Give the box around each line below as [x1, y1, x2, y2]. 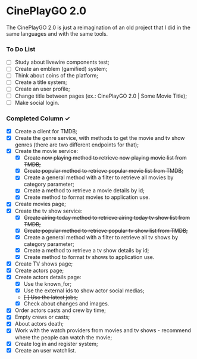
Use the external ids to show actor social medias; [23, 287, 145, 294]
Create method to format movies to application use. [23, 193, 150, 201]
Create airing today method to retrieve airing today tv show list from [23, 214, 190, 221]
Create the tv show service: [14, 207, 83, 214]
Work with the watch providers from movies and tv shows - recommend [14, 327, 192, 334]
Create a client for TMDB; [14, 127, 77, 135]
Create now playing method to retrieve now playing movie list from [23, 154, 187, 161]
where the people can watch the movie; [14, 333, 112, 341]
